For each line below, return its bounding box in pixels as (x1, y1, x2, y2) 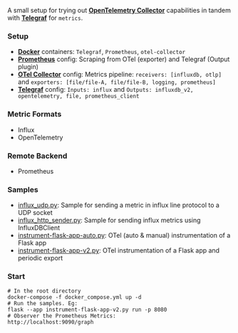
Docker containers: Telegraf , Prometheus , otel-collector (17, 48, 186, 56)
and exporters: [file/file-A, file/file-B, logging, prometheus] (17, 78, 216, 86)
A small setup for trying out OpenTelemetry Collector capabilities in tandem (7, 6, 232, 14)
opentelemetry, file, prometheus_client (17, 92, 140, 100)
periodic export (17, 254, 63, 263)
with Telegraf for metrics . (7, 14, 83, 22)
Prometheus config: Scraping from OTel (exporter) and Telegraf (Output (17, 55, 230, 63)
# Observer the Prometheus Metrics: (7, 312, 116, 319)
